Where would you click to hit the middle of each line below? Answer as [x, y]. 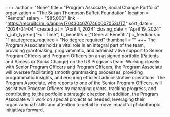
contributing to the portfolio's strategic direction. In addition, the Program [82, 94]
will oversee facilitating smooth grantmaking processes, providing [74, 72]
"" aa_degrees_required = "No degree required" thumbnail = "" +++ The [81, 40]
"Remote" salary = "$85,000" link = [42, 18]
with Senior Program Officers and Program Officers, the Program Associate [84, 67]
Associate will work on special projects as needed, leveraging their [75, 99]
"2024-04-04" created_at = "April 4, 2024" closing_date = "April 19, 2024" [83, 29]
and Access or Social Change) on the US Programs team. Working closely [82, 61]
